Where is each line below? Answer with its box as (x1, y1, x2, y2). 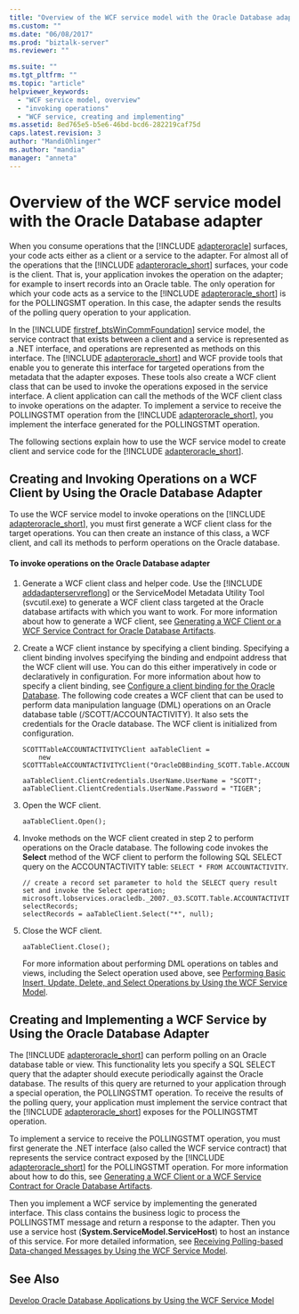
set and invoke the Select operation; (21, 886, 166, 895)
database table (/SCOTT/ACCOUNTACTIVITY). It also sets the (21, 708, 249, 719)
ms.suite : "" (9, 62, 58, 71)
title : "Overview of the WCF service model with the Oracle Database (9, 12, 273, 22)
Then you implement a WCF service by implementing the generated (9, 1198, 258, 1209)
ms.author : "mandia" (9, 145, 86, 154)
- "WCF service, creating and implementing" (17, 112, 185, 121)
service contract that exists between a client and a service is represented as (9, 334, 289, 344)
